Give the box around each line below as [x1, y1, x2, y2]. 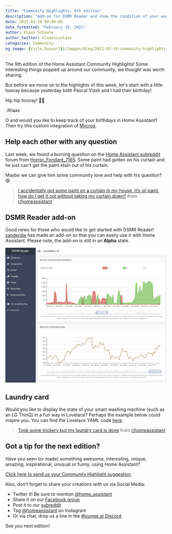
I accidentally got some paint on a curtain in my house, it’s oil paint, [17, 187, 160, 194]
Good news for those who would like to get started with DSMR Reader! [5, 226, 154, 233]
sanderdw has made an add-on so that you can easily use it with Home [5, 232, 155, 238]
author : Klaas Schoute [5, 30, 54, 35]
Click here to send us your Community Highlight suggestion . [5, 471, 133, 477]
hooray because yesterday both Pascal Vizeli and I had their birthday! [5, 87, 152, 93]
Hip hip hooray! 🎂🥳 [5, 97, 45, 103]
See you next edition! [5, 523, 50, 529]
